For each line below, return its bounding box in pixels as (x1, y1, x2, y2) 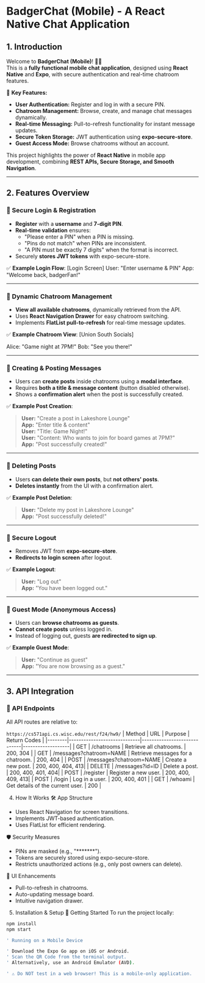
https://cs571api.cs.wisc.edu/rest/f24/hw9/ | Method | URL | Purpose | (6, 730, 190, 737)
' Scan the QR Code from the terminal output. (6, 954, 127, 960)
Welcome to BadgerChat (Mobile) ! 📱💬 (6, 58, 103, 65)
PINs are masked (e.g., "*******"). (15, 847, 101, 855)
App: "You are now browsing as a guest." (21, 663, 126, 670)
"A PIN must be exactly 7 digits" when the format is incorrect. (24, 246, 179, 253)
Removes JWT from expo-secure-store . (15, 547, 118, 555)
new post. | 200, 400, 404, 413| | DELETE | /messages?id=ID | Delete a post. (6, 762, 198, 769)
